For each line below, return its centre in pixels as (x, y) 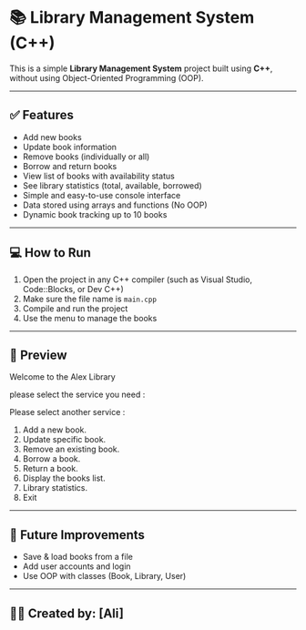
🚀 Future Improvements (77, 535)
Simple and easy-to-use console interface (102, 195)
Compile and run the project (75, 308)
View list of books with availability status (98, 176)
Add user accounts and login (76, 566)
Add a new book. (54, 430)
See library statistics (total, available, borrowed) (112, 185)
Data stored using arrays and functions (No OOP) (115, 205)
